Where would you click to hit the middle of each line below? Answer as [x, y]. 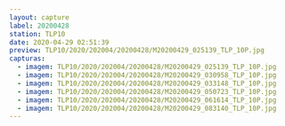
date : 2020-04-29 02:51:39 [59, 42]
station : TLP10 [37, 34]
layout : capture [39, 17]
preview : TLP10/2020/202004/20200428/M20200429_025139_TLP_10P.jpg [137, 51]
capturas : [28, 59]
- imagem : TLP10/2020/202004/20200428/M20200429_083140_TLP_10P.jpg [147, 108]
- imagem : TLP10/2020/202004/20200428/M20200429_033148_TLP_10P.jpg [147, 83]
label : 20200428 [39, 26]
